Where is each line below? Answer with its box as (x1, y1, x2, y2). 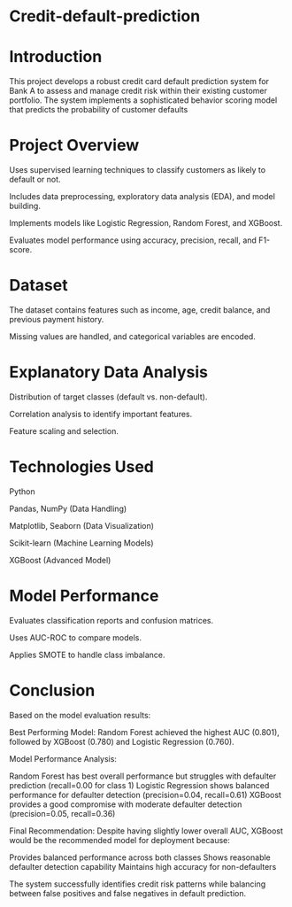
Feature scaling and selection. (9, 425, 119, 436)
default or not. (9, 174, 61, 185)
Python (9, 485, 35, 497)
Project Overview (9, 136, 140, 156)
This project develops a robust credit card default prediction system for (9, 76, 270, 87)
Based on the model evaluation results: (9, 709, 151, 720)
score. (9, 244, 33, 255)
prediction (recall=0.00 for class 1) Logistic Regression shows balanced (9, 779, 270, 790)
